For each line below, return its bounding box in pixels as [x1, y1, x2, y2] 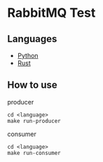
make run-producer [7, 117, 61, 124]
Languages [7, 33, 57, 45]
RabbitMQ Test [7, 5, 96, 21]
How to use [7, 79, 57, 91]
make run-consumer [7, 149, 61, 156]
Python [17, 51, 39, 60]
